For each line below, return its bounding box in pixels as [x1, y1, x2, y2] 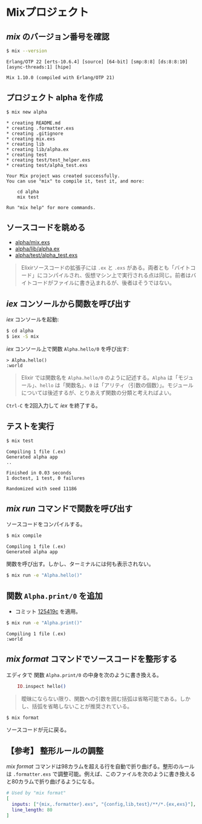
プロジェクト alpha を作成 [6, 92, 103, 103]
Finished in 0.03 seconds [6, 470, 71, 476]
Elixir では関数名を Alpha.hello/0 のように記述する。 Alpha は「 [21, 374, 178, 381]
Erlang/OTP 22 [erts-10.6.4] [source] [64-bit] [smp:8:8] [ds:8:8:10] [6, 59, 188, 65]
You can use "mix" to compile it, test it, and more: [6, 178, 145, 184]
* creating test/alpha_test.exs [6, 162, 88, 168]
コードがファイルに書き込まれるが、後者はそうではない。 [31, 279, 175, 287]
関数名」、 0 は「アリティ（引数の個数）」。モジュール [65, 381, 194, 389]
